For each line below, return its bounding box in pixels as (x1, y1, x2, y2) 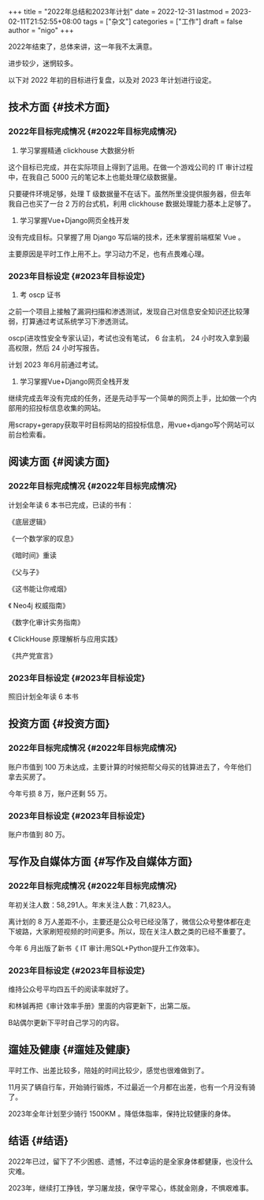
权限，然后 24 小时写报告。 (14, 343, 104, 352)
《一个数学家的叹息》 (8, 533, 77, 543)
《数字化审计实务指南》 (8, 617, 84, 626)
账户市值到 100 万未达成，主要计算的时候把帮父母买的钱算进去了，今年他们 (8, 762, 252, 771)
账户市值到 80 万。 (8, 830, 69, 839)
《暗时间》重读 (8, 550, 57, 559)
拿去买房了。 (8, 771, 50, 782)
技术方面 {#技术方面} (8, 101, 110, 114)
